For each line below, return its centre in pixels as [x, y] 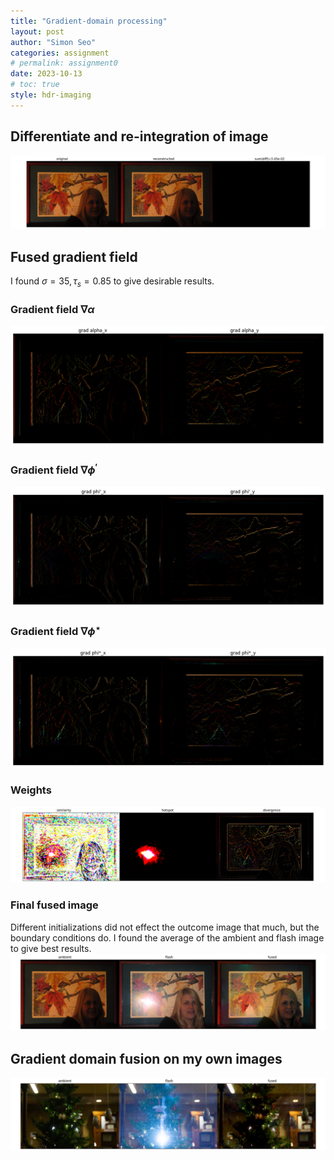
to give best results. [51, 948]
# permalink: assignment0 [64, 63]
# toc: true [35, 85]
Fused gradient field [74, 256]
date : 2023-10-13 [46, 74]
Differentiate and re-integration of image [139, 136]
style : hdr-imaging [51, 95]
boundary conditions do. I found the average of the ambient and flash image [167, 937]
